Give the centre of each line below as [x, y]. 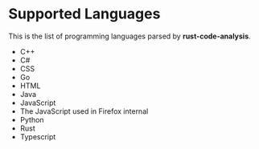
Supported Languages [84, 14]
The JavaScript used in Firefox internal [84, 111]
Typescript [38, 136]
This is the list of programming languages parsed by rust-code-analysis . [129, 36]
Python [32, 119]
